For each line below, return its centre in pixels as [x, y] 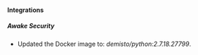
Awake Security [31, 26]
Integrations [26, 10]
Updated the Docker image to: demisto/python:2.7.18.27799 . [104, 44]
